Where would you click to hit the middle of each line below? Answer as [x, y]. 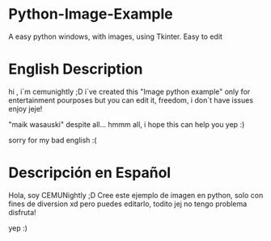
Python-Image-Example [91, 14]
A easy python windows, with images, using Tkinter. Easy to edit [115, 36]
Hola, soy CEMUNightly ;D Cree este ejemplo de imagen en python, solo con [136, 195]
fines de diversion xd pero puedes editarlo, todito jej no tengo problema [128, 204]
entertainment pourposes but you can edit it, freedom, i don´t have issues [131, 100]
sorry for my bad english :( [53, 140]
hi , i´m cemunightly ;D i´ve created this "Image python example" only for [129, 91]
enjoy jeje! [25, 108]
